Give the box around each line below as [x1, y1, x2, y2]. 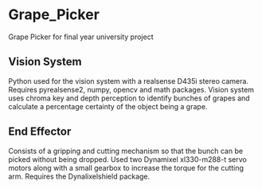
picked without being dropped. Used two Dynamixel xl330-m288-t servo [8, 154, 247, 164]
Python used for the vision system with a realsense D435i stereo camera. [8, 76, 249, 85]
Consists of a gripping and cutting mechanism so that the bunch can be [8, 146, 244, 156]
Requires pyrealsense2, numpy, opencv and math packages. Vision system [8, 85, 255, 94]
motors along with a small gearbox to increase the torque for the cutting [8, 163, 244, 172]
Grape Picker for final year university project [8, 32, 154, 41]
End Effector [8, 125, 72, 139]
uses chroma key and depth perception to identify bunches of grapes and [8, 93, 250, 103]
